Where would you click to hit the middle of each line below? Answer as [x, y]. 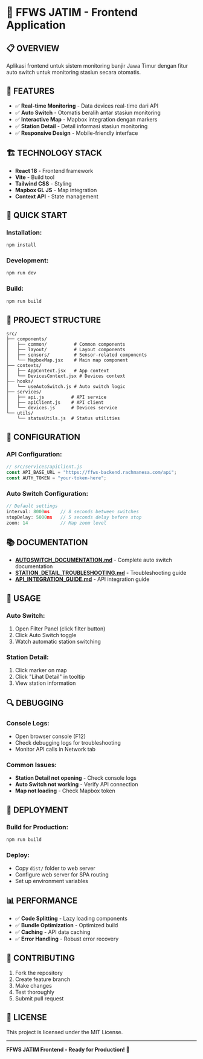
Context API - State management [56, 196]
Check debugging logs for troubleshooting [68, 742]
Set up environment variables [52, 881]
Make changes [34, 985]
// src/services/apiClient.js [44, 467]
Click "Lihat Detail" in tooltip [50, 677]
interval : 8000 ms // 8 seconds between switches [72, 511]
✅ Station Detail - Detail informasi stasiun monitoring [81, 126]
